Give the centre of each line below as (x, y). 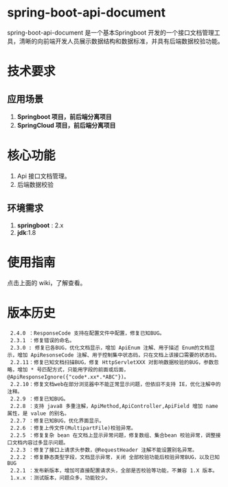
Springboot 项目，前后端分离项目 (64, 116)
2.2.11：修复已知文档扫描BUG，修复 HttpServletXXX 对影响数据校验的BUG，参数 (112, 362)
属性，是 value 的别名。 (38, 414)
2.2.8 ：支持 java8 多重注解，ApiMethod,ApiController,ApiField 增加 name (114, 406)
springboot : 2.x (40, 225)
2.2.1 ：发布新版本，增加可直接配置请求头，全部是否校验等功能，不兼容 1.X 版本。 (114, 471)
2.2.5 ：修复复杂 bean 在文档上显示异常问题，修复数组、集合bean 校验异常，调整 (113, 435)
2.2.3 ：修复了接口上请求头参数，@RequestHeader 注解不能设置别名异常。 (104, 450)
